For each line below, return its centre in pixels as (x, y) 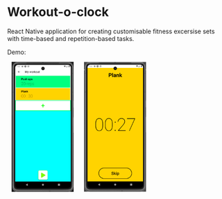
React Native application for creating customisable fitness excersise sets (111, 31)
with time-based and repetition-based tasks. (71, 38)
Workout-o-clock (58, 12)
